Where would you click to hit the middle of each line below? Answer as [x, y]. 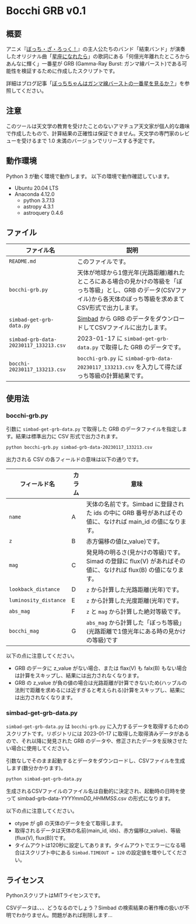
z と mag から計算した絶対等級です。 [136, 612]
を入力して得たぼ [159, 367]
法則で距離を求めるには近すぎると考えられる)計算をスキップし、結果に [100, 690]
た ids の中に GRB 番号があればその [135, 513]
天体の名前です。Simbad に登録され [135, 504]
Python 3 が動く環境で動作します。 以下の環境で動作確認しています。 [89, 176]
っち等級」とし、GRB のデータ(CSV [126, 290]
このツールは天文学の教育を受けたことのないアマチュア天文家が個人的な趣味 [98, 126]
